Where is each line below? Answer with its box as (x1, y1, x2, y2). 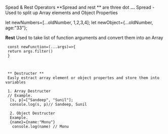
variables (5, 80, 26, 85)
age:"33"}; (5, 25, 28, 31)
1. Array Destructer (7, 88, 51, 94)
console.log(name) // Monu (12, 124, 69, 129)
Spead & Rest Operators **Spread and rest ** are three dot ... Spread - (5, 5, 155, 10)
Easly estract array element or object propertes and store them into (7, 75, 159, 80)
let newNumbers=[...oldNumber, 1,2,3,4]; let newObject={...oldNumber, (5, 20, 153, 25)
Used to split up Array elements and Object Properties (5, 10, 118, 16)
